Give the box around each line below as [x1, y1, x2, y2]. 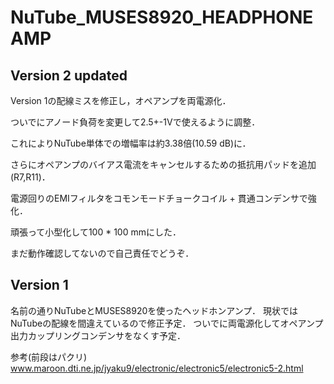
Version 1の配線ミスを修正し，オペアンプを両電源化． [10, 95, 232, 106]
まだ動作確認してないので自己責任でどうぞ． [10, 247, 195, 259]
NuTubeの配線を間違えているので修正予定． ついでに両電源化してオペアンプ [10, 317, 324, 329]
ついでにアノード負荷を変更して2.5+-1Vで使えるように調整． [10, 116, 261, 128]
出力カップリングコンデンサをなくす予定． [10, 329, 186, 341]
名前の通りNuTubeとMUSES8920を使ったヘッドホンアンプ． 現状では [10, 304, 298, 316]
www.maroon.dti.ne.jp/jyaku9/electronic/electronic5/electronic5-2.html [10, 362, 304, 374]
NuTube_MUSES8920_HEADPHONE [10, 6, 314, 29]
